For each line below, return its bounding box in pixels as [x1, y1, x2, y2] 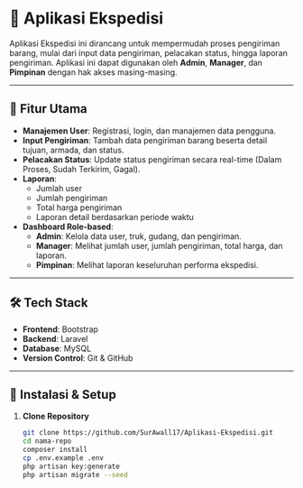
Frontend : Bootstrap [22, 324, 99, 335]
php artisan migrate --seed [22, 470, 128, 479]
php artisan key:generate [22, 462, 120, 471]
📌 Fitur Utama [9, 101, 87, 116]
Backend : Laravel [22, 333, 88, 344]
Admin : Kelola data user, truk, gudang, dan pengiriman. [35, 230, 242, 242]
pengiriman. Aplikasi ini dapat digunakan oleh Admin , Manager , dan [9, 57, 263, 68]
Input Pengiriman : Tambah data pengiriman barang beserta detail [22, 134, 268, 145]
